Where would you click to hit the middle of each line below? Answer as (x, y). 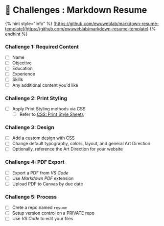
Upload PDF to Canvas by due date (47, 184)
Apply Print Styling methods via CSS (49, 109)
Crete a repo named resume (39, 207)
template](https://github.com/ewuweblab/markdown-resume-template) (77, 28)
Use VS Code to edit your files (43, 219)
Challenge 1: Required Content (42, 47)
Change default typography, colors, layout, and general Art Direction (81, 144)
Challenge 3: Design (30, 127)
